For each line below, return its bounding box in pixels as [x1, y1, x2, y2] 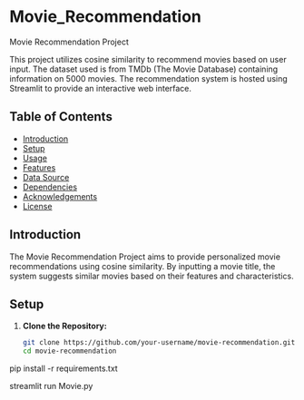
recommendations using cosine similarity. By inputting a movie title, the [9, 260, 276, 271]
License [22, 200, 53, 211]
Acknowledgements [22, 190, 98, 201]
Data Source [22, 171, 70, 182]
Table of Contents [9, 109, 113, 124]
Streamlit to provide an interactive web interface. [9, 83, 192, 93]
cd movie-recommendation [22, 346, 117, 356]
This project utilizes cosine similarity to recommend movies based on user [9, 54, 288, 64]
